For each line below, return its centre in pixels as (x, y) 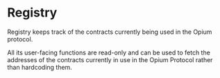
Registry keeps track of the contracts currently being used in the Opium (110, 32)
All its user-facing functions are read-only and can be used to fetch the (109, 52)
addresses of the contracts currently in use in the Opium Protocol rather (110, 59)
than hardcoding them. (40, 67)
